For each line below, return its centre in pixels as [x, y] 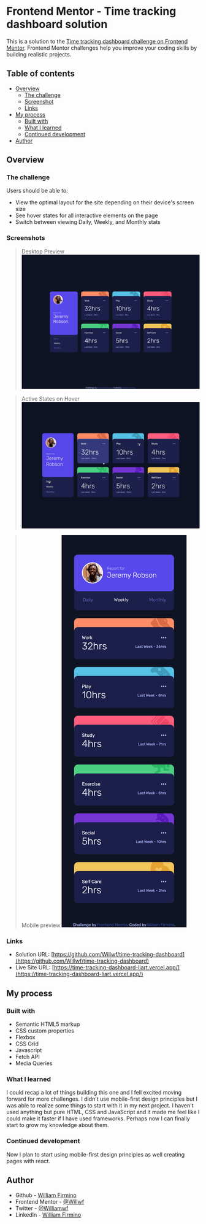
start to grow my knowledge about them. [58, 1125]
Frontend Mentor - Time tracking [91, 11]
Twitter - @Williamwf [42, 1208]
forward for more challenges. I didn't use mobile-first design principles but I [102, 1099]
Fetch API [27, 1057]
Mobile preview [41, 925]
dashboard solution [57, 24]
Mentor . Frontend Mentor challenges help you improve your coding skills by [102, 48]
